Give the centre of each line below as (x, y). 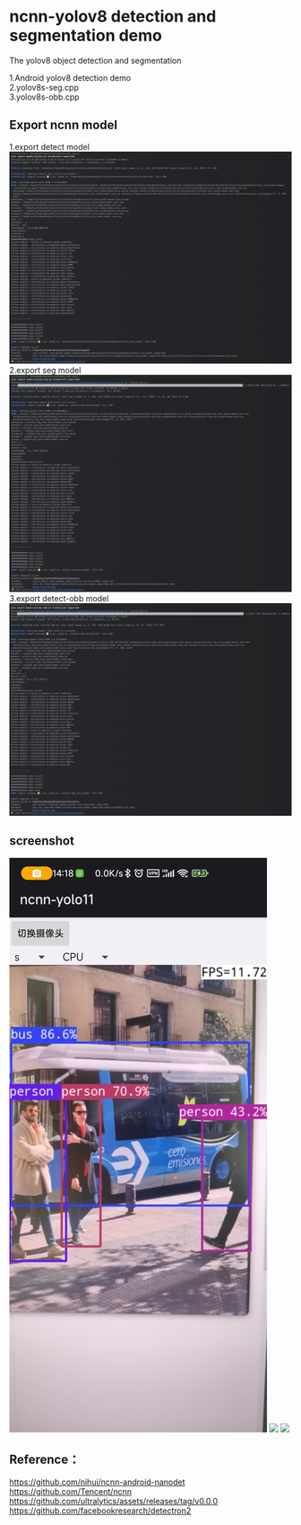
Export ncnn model (64, 125)
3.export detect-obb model (59, 598)
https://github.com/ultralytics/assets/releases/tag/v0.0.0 (114, 1501)
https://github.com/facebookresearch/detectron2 (100, 1511)
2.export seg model (45, 371)
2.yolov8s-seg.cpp (44, 87)
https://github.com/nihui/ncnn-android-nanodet (97, 1482)
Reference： (45, 1460)
